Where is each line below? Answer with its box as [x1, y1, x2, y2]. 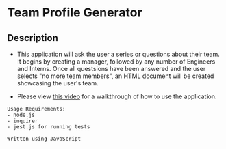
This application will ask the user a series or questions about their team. [16, 50, 221, 58]
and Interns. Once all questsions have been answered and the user [16, 65, 206, 72]
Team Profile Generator [7, 5, 142, 21]
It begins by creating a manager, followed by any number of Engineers [16, 57, 216, 66]
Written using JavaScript [7, 135, 81, 142]
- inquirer [7, 118, 38, 124]
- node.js [7, 111, 36, 118]
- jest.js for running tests [7, 124, 90, 131]
